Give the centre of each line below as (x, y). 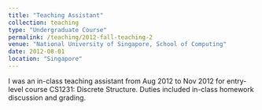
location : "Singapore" (45, 59)
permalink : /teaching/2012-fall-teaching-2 (81, 37)
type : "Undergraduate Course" (58, 30)
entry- (237, 81)
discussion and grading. (47, 98)
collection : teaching (44, 23)
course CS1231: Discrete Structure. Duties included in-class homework (139, 89)
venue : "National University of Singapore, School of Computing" (117, 44)
